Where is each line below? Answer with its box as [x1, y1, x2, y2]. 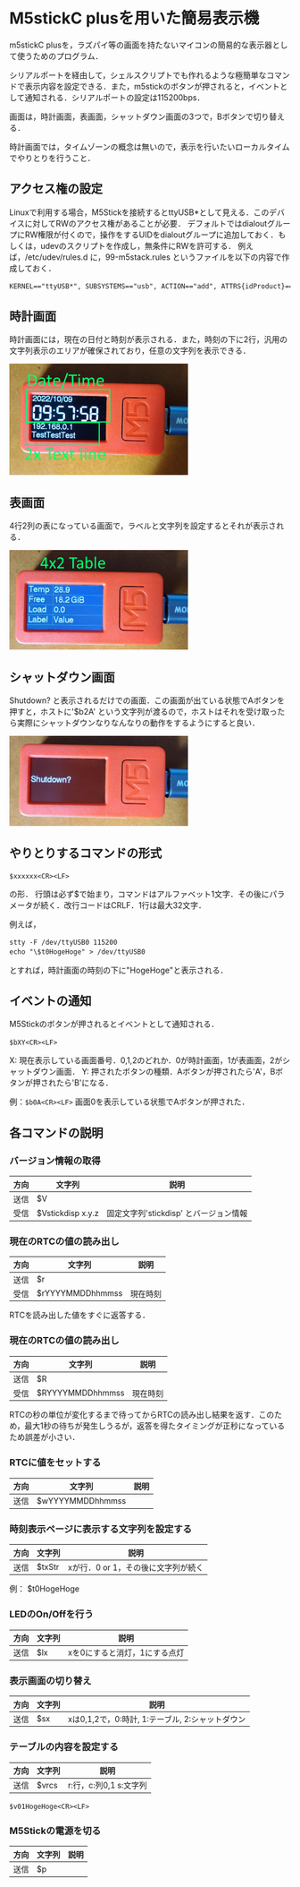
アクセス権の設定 [9, 181, 103, 197]
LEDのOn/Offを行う [9, 1608, 94, 1621]
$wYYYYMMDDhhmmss [37, 1495, 127, 1505]
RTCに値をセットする [9, 1456, 102, 1469]
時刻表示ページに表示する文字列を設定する [9, 1522, 192, 1535]
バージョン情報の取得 [9, 1154, 101, 1167]
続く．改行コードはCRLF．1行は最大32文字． [39, 899, 207, 910]
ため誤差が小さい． [9, 1432, 80, 1443]
